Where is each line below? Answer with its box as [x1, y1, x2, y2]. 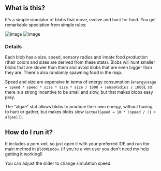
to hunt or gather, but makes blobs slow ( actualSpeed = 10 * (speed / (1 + [5, 109, 156, 115]
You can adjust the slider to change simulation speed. [5, 160, 112, 166]
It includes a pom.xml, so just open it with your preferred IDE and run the [5, 141, 150, 146]
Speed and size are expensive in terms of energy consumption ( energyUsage [5, 79, 156, 85]
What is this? [5, 4, 45, 12]
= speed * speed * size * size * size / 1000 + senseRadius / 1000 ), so [5, 84, 153, 90]
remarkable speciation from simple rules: [5, 22, 87, 28]
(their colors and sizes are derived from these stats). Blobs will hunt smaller [5, 59, 156, 65]
